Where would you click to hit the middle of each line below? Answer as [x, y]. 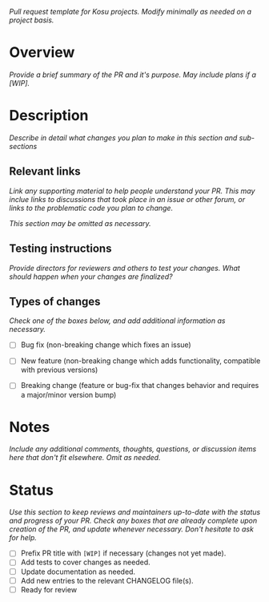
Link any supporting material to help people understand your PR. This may [132, 191]
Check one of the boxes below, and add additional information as [117, 321]
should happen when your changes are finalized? [91, 277]
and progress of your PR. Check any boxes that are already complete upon [133, 521]
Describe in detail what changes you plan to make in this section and [123, 137]
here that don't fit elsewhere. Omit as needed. [85, 458]
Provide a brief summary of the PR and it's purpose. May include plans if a [133, 75]
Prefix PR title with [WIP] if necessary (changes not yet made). [123, 553]
